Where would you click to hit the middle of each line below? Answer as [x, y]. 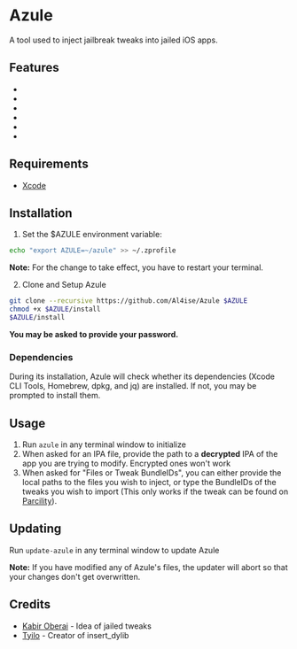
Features [34, 68]
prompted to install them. [55, 396]
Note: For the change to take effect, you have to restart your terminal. [137, 267]
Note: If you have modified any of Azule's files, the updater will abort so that [148, 567]
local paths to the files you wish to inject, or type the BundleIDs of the [149, 482]
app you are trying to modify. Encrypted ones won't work [126, 463]
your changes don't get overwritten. [75, 576]
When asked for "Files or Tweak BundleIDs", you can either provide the [152, 472]
